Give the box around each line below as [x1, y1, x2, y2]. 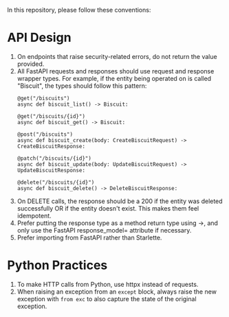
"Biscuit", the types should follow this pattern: [17, 82, 147, 90]
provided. [17, 60, 45, 68]
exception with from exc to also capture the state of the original [17, 294, 197, 303]
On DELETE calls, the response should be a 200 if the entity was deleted [17, 197, 223, 205]
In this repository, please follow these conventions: [7, 6, 151, 14]
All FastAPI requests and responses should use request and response [17, 67, 215, 75]
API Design [7, 30, 72, 45]
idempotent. [17, 211, 52, 220]
